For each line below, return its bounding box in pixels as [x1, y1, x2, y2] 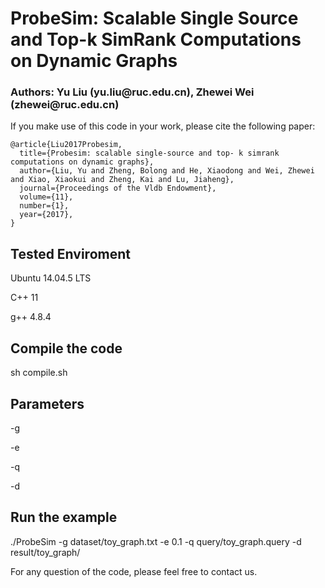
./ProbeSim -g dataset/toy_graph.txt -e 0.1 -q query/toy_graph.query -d [10, 535, 302, 547]
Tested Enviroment [10, 245, 131, 262]
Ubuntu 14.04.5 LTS [10, 272, 92, 284]
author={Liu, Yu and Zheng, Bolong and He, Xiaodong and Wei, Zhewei [19, 166, 315, 176]
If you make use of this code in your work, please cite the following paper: [10, 120, 316, 132]
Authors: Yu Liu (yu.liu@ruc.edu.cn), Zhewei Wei [10, 85, 255, 99]
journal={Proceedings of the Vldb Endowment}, [19, 183, 217, 194]
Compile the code [10, 340, 123, 357]
